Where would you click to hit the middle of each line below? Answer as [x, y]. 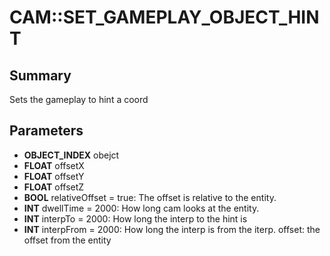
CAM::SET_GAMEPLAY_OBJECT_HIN [164, 17]
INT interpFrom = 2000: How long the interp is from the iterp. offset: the [172, 229]
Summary [40, 75]
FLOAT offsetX [54, 165]
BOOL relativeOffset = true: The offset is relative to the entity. [150, 197]
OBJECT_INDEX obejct [71, 155]
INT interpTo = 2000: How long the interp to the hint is [135, 218]
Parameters [46, 131]
